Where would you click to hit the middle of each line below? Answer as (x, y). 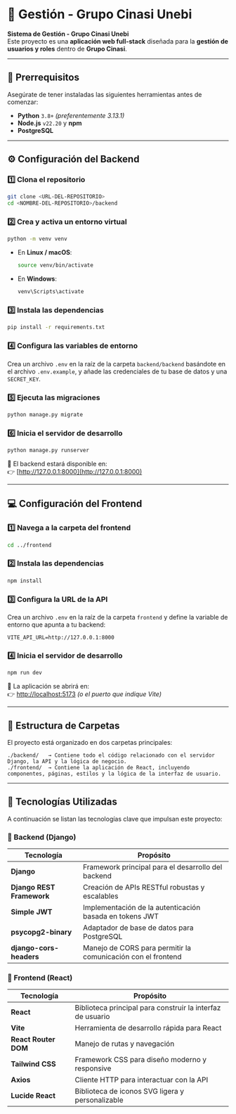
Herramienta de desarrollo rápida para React (148, 1028)
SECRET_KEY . (24, 378)
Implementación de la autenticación (142, 908)
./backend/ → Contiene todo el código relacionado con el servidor (111, 755)
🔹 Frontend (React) (40, 978)
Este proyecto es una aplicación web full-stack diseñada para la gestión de (118, 41)
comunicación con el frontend (132, 957)
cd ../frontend (29, 545)
